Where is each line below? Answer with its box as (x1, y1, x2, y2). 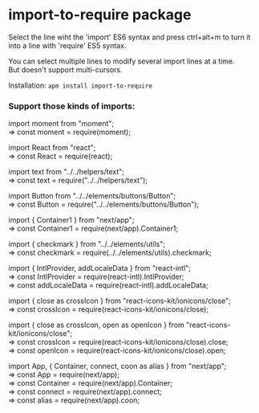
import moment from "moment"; (8, 119, 115, 129)
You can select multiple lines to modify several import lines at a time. (8, 56, 235, 66)
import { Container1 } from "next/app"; (8, 215, 135, 225)
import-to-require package (8, 6, 192, 24)
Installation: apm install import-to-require (8, 80, 152, 90)
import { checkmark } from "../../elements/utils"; (8, 239, 166, 249)
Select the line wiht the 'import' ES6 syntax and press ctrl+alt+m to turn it (8, 32, 251, 42)
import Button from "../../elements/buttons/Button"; (8, 191, 176, 201)
